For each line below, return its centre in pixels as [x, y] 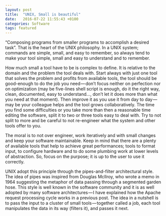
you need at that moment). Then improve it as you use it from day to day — [81, 99]
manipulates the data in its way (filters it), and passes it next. [67, 209]
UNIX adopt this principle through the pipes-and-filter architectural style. [80, 171]
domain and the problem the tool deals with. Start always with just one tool [81, 73]
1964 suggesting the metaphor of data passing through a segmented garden [83, 182]
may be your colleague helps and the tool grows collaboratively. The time [80, 105]
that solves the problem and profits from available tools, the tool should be [81, 78]
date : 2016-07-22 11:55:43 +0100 [42, 19]
